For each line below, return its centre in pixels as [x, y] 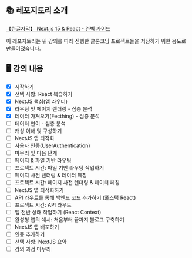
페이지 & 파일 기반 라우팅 [43, 160]
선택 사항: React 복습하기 [43, 94]
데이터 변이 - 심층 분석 [40, 123]
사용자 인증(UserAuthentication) [52, 145]
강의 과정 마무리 [33, 249]
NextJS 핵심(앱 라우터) [41, 101]
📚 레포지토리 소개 [37, 11]
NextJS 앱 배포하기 [37, 227]
